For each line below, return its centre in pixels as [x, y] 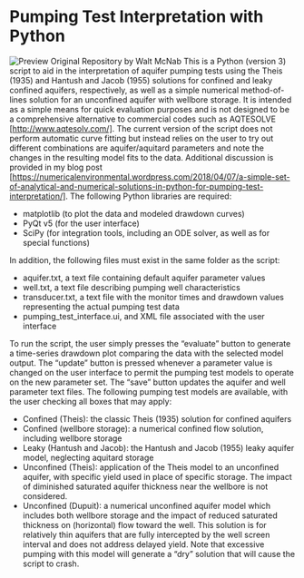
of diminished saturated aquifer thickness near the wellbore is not [145, 486]
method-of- [263, 90]
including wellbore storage [72, 438]
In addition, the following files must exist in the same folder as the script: [145, 260]
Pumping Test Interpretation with [137, 17]
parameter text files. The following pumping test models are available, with [149, 391]
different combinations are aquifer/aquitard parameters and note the [137, 148]
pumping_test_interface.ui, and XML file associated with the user [143, 316]
